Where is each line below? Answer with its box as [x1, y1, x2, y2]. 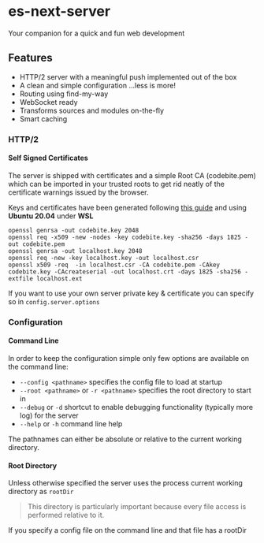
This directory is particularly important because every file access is [27, 502, 247, 511]
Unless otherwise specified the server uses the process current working [8, 478, 243, 488]
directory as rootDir [8, 487, 74, 497]
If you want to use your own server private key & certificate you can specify [8, 288, 255, 298]
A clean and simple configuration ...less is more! [19, 80, 176, 90]
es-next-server [8, 2, 111, 20]
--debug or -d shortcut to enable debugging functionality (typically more [19, 403, 254, 411]
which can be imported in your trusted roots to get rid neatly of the [8, 179, 225, 188]
